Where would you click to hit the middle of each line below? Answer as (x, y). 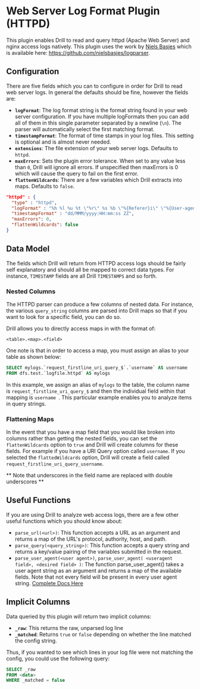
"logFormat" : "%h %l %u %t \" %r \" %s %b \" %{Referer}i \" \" (89, 208)
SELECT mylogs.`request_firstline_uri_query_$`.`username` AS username (97, 368)
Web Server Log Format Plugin (83, 11)
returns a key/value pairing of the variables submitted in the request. (99, 551)
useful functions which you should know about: (64, 521)
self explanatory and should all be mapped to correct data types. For (90, 269)
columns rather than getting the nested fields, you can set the (82, 439)
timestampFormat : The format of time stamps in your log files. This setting (104, 135)
